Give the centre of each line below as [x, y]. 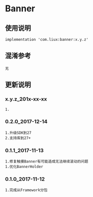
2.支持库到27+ [18, 138]
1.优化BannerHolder [24, 167]
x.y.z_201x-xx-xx [26, 99]
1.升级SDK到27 [18, 133]
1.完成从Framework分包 [26, 190]
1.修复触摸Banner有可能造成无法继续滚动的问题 [47, 162]
